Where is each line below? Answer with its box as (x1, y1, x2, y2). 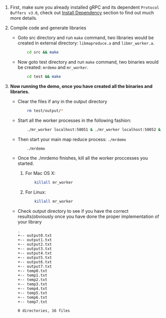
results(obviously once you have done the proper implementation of (17, 213, 159, 219)
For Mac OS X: (25, 170, 56, 176)
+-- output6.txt (17, 260, 52, 265)
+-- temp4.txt (17, 286, 48, 291)
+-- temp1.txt (17, 273, 48, 278)
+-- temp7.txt (17, 299, 48, 305)
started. (17, 160, 34, 166)
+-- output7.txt (17, 264, 52, 269)
